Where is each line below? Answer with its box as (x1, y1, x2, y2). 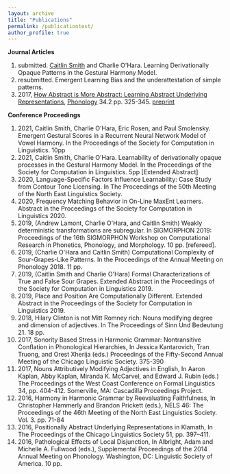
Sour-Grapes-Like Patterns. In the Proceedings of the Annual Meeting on (17, 255, 223, 264)
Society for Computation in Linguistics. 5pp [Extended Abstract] (17, 168, 199, 176)
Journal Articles (8, 48, 55, 56)
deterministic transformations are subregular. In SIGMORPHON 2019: (17, 226, 212, 235)
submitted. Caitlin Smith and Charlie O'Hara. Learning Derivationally (17, 61, 209, 69)
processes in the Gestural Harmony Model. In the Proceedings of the (17, 161, 212, 169)
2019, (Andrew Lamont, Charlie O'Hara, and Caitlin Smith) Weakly (17, 219, 203, 227)
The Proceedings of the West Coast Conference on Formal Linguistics (17, 379, 215, 388)
